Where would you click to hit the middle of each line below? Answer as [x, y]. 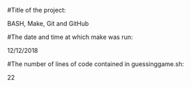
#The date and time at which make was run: [70, 37]
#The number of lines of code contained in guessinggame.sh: [96, 64]
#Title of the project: [37, 10]
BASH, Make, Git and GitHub [48, 23]
